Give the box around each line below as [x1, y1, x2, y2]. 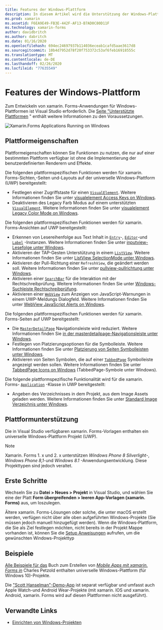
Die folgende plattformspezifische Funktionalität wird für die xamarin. [5, 376, 143, 382]
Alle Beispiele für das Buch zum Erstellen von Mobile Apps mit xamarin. [5, 562, 148, 568]
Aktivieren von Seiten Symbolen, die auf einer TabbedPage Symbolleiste [12, 356, 153, 362]
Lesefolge [12, 244, 33, 250]
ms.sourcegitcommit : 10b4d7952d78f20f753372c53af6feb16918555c [5, 48, 136, 53]
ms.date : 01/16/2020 [5, 39, 47, 44]
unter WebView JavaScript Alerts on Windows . [12, 301, 105, 307]
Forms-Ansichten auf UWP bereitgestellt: [5, 224, 87, 230]
